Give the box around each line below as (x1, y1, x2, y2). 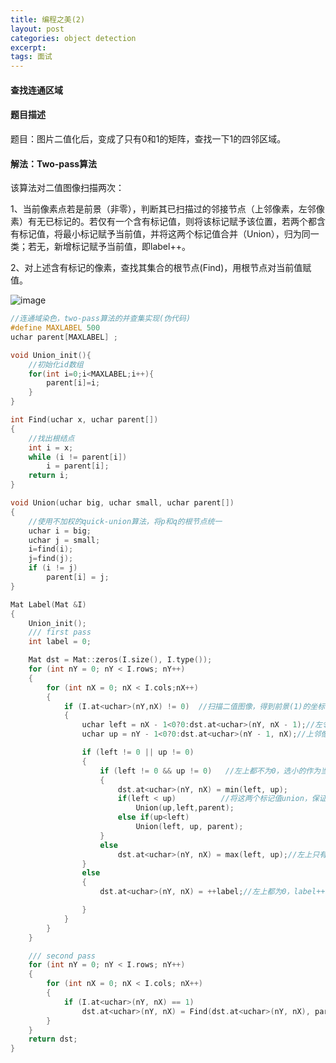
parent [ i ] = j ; (46, 572, 110, 582)
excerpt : (10, 42, 47, 53)
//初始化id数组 (28, 359, 84, 370)
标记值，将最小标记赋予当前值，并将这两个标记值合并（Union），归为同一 (18, 228, 320, 240)
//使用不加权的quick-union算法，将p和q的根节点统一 (28, 516, 223, 526)
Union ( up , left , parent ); (135, 803, 235, 813)
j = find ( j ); (28, 554, 74, 564)
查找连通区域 (10, 84, 63, 96)
